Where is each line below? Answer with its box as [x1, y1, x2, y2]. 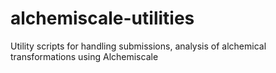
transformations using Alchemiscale [10, 50, 159, 62]
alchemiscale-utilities [10, 7, 195, 30]
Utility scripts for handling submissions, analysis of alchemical [10, 40, 267, 52]
